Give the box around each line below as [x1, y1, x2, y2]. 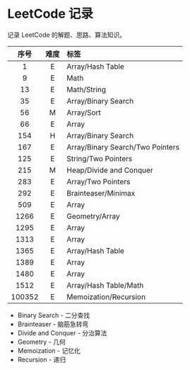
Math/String [66, 84, 106, 94]
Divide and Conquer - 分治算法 [17, 328, 107, 337]
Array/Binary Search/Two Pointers [66, 142, 180, 152]
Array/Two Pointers [66, 176, 131, 186]
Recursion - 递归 [17, 355, 66, 364]
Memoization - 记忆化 [17, 346, 81, 354]
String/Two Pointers [66, 153, 133, 163]
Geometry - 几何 [17, 337, 66, 346]
